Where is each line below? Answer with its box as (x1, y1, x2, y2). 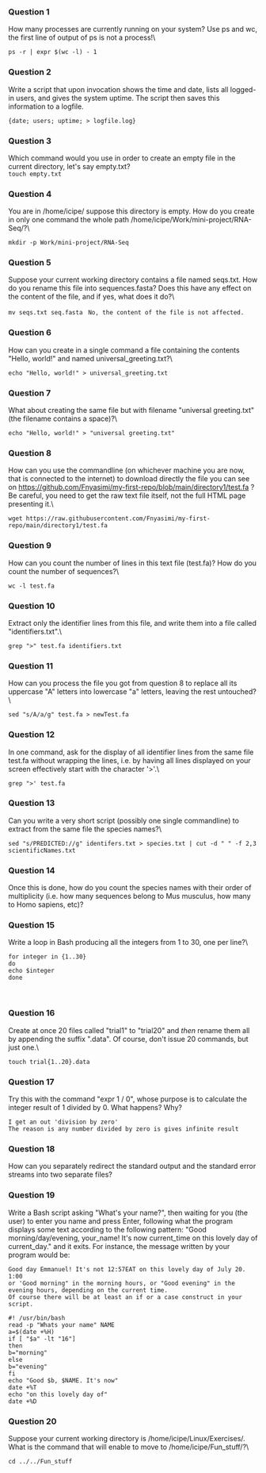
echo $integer (8, 967, 55, 975)
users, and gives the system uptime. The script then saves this (15, 93, 220, 102)
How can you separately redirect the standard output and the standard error (8, 1162, 256, 1171)
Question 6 (8, 327, 51, 338)
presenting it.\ (8, 499, 54, 509)
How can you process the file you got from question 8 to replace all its (8, 678, 237, 688)
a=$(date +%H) (8, 1328, 55, 1336)
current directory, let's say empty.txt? (8, 161, 131, 171)
